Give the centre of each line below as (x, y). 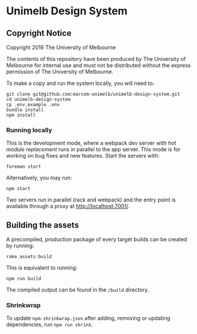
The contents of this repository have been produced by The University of (96, 59)
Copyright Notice (39, 33)
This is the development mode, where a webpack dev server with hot (91, 143)
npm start (19, 189)
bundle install (25, 110)
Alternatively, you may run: (39, 178)
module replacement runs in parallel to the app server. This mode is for (93, 149)
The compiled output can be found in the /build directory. (78, 290)
